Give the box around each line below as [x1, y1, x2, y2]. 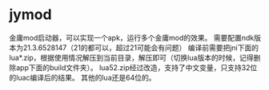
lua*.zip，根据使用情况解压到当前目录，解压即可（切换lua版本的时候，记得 [9, 53, 254, 62]
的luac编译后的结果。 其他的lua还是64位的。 [9, 72, 156, 82]
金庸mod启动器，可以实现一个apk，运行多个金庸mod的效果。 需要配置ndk [9, 33, 255, 42]
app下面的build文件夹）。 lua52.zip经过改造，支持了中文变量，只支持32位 [15, 62, 258, 72]
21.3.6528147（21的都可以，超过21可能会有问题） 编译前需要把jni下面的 [22, 42, 259, 53]
